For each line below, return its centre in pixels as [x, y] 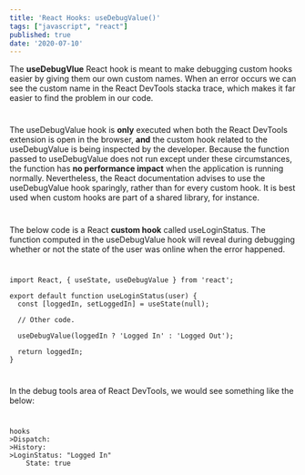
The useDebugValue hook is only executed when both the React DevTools [149, 130]
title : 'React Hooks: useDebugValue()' [85, 18]
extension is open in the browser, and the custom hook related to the [139, 140]
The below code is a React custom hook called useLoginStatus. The [137, 229]
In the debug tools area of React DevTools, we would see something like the [152, 391]
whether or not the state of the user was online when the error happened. [147, 249]
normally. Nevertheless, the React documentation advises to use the [137, 178]
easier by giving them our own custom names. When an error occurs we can [153, 79]
